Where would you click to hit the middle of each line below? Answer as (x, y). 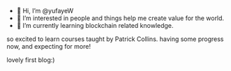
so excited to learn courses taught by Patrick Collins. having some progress (115, 39)
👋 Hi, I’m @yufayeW (45, 11)
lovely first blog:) (31, 60)
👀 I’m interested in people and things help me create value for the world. (120, 18)
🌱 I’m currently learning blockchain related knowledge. (95, 25)
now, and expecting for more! (49, 46)
